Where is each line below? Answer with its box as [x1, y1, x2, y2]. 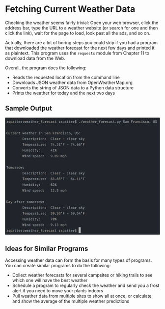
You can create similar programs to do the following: [5, 263, 111, 268]
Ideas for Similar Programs [5, 244, 88, 253]
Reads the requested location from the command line [12, 74, 120, 80]
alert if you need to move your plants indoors [12, 288, 103, 293]
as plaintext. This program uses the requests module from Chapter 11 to [5, 50, 150, 56]
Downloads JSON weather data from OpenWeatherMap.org [12, 80, 133, 85]
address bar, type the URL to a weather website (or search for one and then [5, 25, 158, 30]
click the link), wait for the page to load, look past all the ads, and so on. [5, 30, 151, 36]
